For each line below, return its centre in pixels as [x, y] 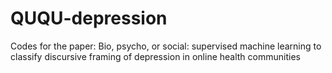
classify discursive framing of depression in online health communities [155, 56]
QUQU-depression [89, 18]
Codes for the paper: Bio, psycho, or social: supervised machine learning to [166, 46]
